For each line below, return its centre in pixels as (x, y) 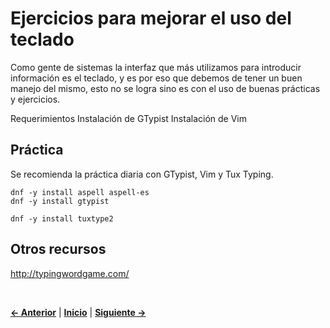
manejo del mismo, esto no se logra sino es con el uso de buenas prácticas (165, 88)
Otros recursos (58, 249)
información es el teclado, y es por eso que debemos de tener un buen (156, 78)
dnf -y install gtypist (60, 201)
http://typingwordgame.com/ (70, 273)
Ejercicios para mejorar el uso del (151, 18)
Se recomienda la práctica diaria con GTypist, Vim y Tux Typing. (142, 174)
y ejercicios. (35, 99)
